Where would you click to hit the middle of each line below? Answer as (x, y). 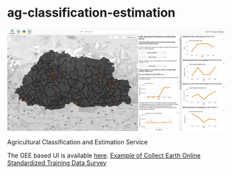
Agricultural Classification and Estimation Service (78, 142)
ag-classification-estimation (91, 13)
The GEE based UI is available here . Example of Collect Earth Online (104, 155)
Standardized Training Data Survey (57, 163)
